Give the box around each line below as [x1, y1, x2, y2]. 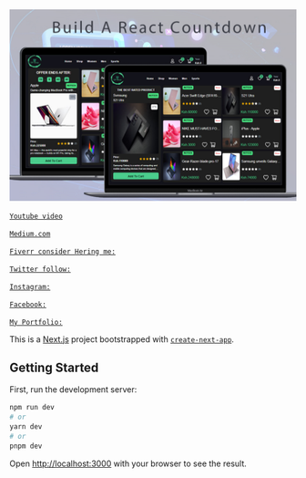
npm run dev [9, 403, 55, 412]
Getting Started [9, 360, 99, 376]
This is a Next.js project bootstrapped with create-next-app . [9, 333, 235, 345]
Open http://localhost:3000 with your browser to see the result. [9, 458, 248, 469]
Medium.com [9, 229, 51, 238]
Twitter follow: [9, 265, 71, 274]
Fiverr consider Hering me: [9, 246, 117, 256]
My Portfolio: [9, 317, 64, 327]
